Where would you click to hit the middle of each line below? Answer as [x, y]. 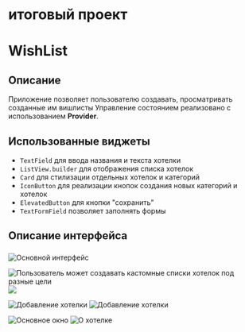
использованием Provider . [54, 116]
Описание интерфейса [68, 236]
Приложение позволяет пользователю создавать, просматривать [121, 99]
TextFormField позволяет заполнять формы [93, 211]
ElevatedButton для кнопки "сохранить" [87, 203]
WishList [38, 51]
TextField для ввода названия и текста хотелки [100, 160]
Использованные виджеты [79, 141]
